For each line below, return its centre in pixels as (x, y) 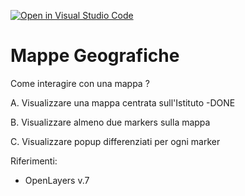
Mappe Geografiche (95, 56)
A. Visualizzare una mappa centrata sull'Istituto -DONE (123, 102)
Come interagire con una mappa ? (80, 83)
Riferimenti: (34, 161)
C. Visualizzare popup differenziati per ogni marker (115, 141)
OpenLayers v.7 (57, 180)
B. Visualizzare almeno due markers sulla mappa (110, 122)
